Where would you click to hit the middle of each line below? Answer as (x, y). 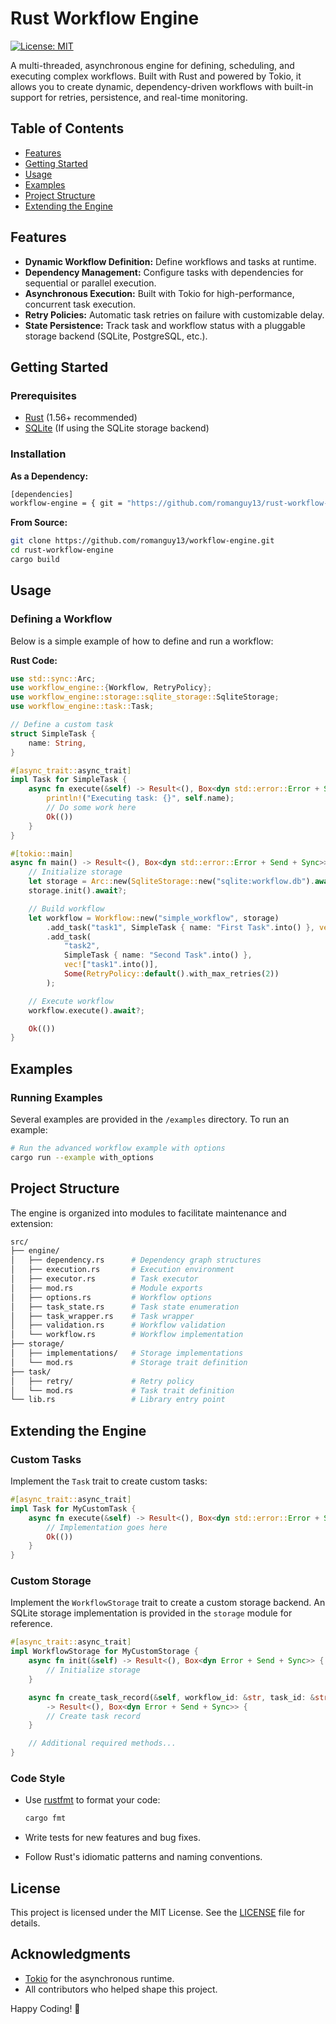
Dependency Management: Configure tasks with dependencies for (164, 272)
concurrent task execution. (80, 304)
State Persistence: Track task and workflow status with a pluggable (165, 325)
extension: (32, 1223)
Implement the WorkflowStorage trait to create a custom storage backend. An (168, 1603)
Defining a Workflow (61, 619)
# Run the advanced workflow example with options (118, 1148)
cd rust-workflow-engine (62, 550)
